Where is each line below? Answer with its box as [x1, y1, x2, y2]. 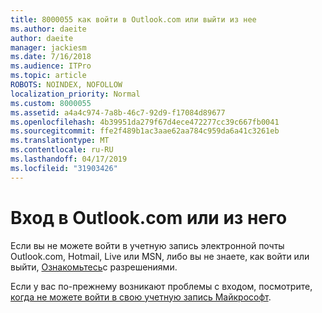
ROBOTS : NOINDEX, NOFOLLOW [10, 80, 123, 90]
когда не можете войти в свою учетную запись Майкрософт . [10, 291, 272, 303]
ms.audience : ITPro [10, 61, 92, 71]
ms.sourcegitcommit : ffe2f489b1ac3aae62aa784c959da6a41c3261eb [10, 126, 280, 136]
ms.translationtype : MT [10, 136, 110, 146]
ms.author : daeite [10, 24, 87, 34]
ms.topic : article [10, 71, 87, 81]
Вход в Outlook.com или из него [10, 206, 288, 229]
